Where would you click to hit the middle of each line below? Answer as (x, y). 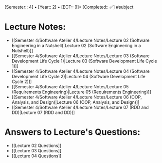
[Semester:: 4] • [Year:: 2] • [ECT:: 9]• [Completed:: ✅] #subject (69, 7)
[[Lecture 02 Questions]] (36, 146)
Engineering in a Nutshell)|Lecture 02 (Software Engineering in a (76, 45)
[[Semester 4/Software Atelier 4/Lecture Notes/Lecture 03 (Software (81, 56)
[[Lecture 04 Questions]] (36, 156)
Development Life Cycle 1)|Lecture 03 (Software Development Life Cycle (84, 61)
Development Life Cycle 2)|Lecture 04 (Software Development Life (78, 76)
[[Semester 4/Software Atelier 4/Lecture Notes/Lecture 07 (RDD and (80, 107)
